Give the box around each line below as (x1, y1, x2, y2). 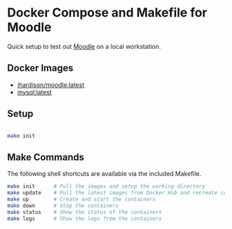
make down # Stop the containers (7, 202, 119, 209)
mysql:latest (17, 88, 52, 96)
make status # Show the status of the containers (7, 208, 162, 215)
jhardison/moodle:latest (17, 81, 85, 89)
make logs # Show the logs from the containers (7, 215, 162, 222)
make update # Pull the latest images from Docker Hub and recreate (7, 190, 217, 197)
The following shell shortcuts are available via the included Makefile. (7, 170, 202, 178)
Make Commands (7, 151, 84, 163)
